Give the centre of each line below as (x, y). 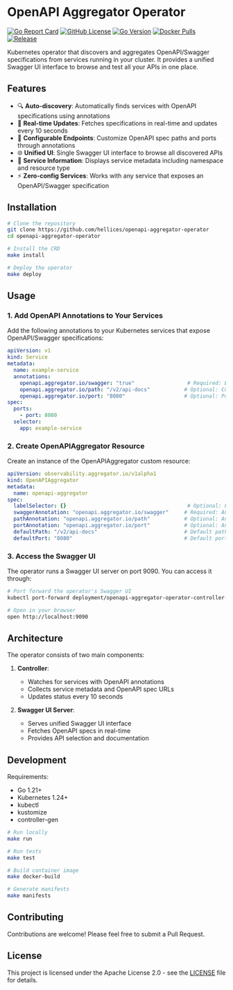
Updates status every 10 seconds (75, 697)
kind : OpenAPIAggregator (43, 480)
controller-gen (38, 820)
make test (21, 857)
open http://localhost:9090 (48, 617)
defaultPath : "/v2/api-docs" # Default (113, 531)
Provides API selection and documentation (88, 738)
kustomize (32, 812)
